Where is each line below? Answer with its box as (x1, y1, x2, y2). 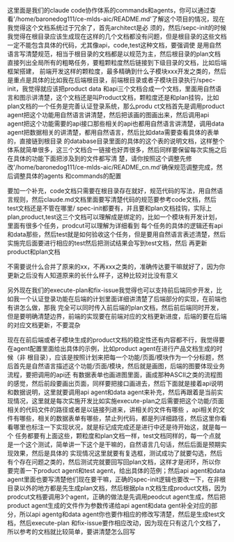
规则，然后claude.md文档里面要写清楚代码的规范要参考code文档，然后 (13, 195, 217, 204)
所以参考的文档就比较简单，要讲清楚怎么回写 (7, 527, 136, 536)
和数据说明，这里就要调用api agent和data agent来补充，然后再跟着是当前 (7, 388, 217, 396)
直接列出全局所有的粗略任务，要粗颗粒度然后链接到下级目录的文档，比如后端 (7, 59, 227, 66)
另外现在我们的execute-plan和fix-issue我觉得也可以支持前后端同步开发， (7, 286, 217, 294)
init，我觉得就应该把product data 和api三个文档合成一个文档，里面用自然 (7, 84, 216, 93)
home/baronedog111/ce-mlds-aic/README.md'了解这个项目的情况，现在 (17, 15, 225, 23)
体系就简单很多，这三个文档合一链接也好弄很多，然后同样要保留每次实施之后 (7, 146, 227, 153)
